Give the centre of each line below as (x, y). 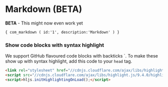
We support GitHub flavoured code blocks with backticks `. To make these (82, 56)
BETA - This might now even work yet (44, 23)
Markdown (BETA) (44, 9)
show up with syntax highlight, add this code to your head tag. (69, 61)
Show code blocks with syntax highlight (55, 45)
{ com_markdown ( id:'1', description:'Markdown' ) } (62, 32)
